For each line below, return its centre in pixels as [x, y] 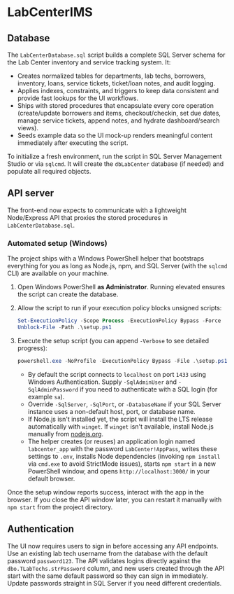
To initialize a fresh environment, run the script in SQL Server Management [115, 156]
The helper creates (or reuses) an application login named [111, 441]
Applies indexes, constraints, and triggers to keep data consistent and [118, 91]
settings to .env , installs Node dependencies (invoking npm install [124, 456]
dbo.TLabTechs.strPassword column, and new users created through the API [116, 568]
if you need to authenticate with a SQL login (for [149, 389]
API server [31, 193]
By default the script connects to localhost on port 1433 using [117, 374]
